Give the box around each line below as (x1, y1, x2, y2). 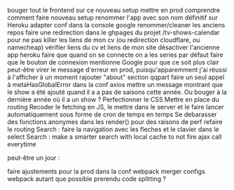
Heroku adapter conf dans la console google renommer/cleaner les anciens (7, 21, 226, 29)
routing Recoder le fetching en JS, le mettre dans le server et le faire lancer (7, 103, 224, 111)
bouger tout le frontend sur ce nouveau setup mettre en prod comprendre (7, 6, 221, 14)
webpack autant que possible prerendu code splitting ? (7, 175, 167, 183)
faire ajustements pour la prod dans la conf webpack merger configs (7, 168, 205, 175)
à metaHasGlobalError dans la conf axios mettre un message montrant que (7, 81, 223, 88)
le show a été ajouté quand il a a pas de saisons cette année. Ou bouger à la (7, 88, 228, 96)
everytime (7, 140, 36, 148)
